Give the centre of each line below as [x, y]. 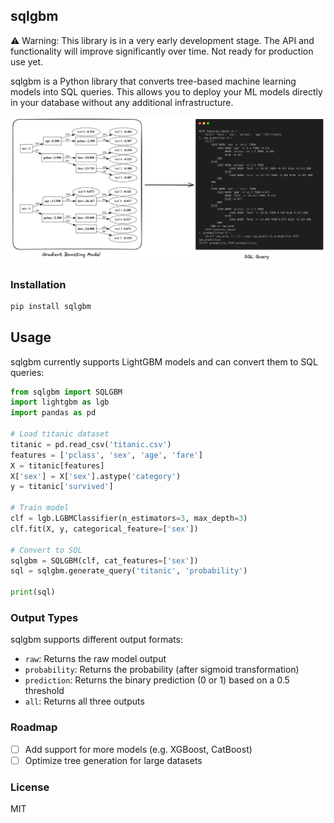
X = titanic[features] [57, 465]
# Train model [40, 508]
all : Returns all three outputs [84, 701]
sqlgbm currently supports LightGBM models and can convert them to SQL [164, 361]
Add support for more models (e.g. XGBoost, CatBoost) [138, 749]
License [30, 787]
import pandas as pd [53, 413]
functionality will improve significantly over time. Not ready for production [162, 51]
